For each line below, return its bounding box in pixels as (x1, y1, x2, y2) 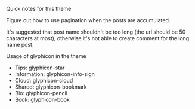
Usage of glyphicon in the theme (6, 53, 86, 59)
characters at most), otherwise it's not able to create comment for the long (6, 35, 190, 41)
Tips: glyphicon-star (14, 64, 65, 71)
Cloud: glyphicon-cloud (14, 77, 73, 84)
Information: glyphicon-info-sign (14, 71, 95, 77)
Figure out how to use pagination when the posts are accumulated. (6, 17, 171, 23)
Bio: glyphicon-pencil (14, 90, 67, 96)
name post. (6, 41, 34, 48)
